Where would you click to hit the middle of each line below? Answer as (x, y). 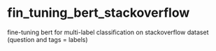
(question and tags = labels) (48, 39)
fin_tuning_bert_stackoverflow (99, 13)
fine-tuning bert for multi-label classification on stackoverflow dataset (108, 32)
